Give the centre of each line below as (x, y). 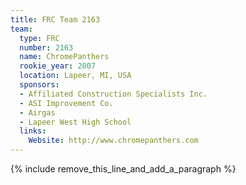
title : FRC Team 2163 (55, 19)
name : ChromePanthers (64, 57)
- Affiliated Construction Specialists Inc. (113, 94)
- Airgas (37, 112)
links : (33, 131)
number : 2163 (46, 47)
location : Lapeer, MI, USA (75, 76)
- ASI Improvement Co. (66, 103)
